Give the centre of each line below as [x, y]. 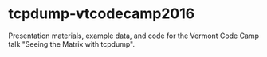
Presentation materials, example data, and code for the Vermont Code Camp [134, 36]
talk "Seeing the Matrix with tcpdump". [72, 44]
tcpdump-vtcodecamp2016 [102, 14]
